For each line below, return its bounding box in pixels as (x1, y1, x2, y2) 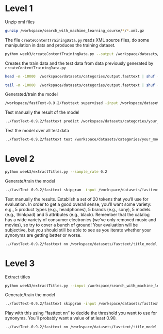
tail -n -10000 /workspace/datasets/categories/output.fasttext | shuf (5, 83, 155, 88)
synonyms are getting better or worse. (5, 232, 81, 238)
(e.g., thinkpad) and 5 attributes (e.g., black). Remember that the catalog (5, 212, 150, 217)
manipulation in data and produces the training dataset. (5, 42, 115, 48)
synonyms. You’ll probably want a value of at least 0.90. (5, 315, 117, 321)
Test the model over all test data (5, 128, 69, 134)
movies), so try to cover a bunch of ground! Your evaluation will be (5, 222, 138, 228)
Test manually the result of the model (5, 109, 80, 115)
